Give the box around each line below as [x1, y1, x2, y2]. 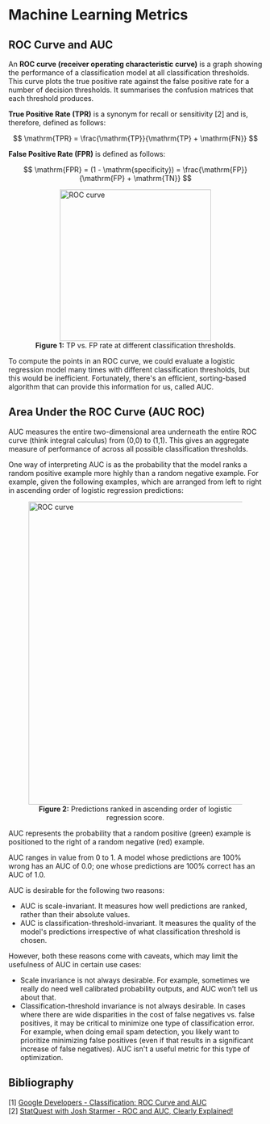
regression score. [106, 812, 165, 822]
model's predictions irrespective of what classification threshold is [19, 927, 241, 937]
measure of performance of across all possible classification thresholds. [8, 444, 248, 453]
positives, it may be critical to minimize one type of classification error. [19, 1018, 255, 1028]
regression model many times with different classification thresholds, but [8, 365, 250, 374]
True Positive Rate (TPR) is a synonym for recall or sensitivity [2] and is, [8, 109, 248, 119]
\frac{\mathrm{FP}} [182, 165, 248, 175]
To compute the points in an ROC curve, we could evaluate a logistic [8, 356, 235, 365]
